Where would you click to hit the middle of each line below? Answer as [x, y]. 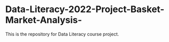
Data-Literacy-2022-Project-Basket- [85, 9]
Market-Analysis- [44, 20]
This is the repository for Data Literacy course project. [62, 34]
